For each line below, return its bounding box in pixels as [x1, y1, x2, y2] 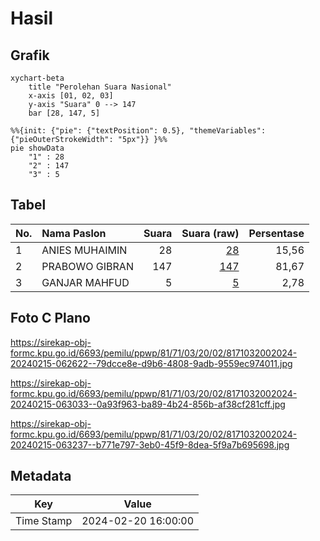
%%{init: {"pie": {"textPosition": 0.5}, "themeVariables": [10, 126, 267, 136]
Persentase [248, 226, 305, 240]
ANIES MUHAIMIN [41, 243, 128, 257]
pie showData [10, 143, 65, 153]
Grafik [10, 47, 50, 64]
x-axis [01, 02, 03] [28, 91, 114, 101]
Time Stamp [15, 514, 73, 528]
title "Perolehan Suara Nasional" [28, 82, 172, 92]
